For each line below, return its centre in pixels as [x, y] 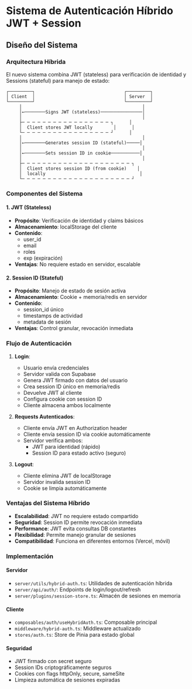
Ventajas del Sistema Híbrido [48, 503]
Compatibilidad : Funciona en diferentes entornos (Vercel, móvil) [92, 541]
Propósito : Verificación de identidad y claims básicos [79, 221]
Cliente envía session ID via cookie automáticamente [87, 434]
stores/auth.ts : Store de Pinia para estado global [74, 635]
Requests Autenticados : [44, 416]
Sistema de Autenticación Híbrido [90, 11]
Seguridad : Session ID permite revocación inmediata [78, 522]
